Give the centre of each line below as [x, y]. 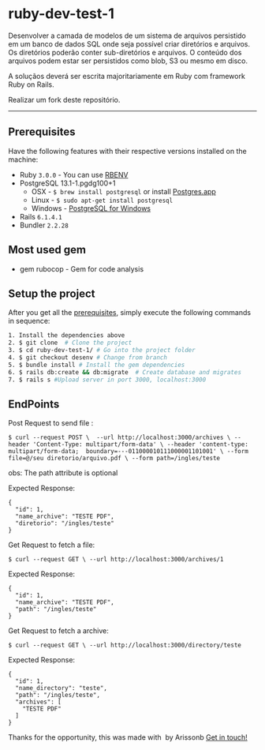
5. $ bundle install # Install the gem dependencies [97, 365]
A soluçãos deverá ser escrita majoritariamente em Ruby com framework [127, 76]
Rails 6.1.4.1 [41, 216]
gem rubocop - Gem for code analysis [82, 268]
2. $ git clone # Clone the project [70, 343]
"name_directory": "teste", [62, 688]
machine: [23, 159]
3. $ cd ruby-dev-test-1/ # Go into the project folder [102, 351]
